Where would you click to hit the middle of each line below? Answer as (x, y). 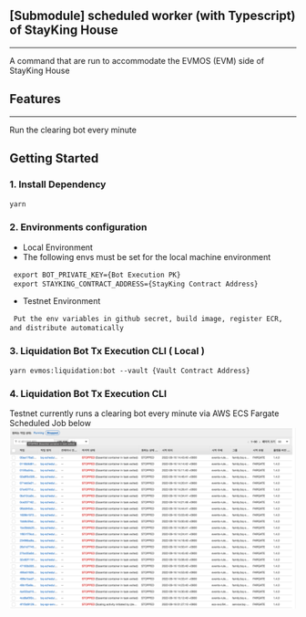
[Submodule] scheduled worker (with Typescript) (153, 16)
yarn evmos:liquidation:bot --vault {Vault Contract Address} (130, 371)
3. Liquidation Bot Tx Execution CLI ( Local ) (107, 350)
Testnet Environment (61, 300)
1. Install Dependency (58, 184)
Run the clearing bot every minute (73, 130)
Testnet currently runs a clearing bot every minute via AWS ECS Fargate (144, 413)
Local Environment (58, 247)
